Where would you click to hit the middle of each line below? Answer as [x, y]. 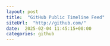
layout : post [22, 12]
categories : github [30, 34]
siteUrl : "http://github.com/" [46, 23]
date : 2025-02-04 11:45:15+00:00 [49, 28]
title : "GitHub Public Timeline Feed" [56, 17]
